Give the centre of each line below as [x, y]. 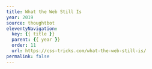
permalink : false [28, 56]
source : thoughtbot [31, 23]
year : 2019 [20, 17]
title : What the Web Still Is [44, 12]
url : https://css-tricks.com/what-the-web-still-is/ [79, 51]
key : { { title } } [33, 34]
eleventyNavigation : [32, 28]
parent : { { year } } [36, 40]
